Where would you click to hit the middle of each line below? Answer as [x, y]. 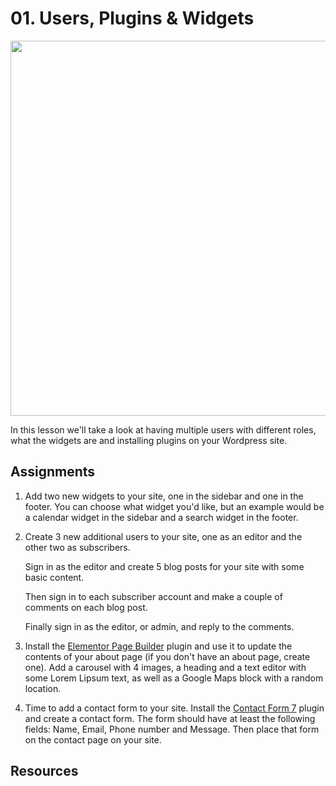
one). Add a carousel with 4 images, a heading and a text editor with [165, 667]
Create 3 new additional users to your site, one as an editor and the [163, 536]
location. [43, 688]
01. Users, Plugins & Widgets [132, 18]
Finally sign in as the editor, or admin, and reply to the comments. [159, 626]
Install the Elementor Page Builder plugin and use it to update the [158, 646]
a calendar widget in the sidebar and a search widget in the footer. [161, 517]
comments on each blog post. [86, 607]
